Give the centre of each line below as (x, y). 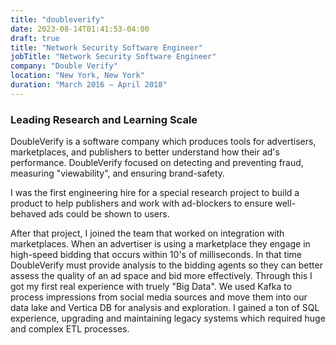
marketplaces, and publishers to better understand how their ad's (145, 152)
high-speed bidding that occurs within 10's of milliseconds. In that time (156, 255)
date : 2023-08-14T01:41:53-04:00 (80, 29)
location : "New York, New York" (77, 76)
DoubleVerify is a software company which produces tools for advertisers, (163, 142)
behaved (28, 214)
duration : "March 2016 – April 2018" (89, 85)
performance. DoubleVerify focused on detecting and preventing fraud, (157, 163)
